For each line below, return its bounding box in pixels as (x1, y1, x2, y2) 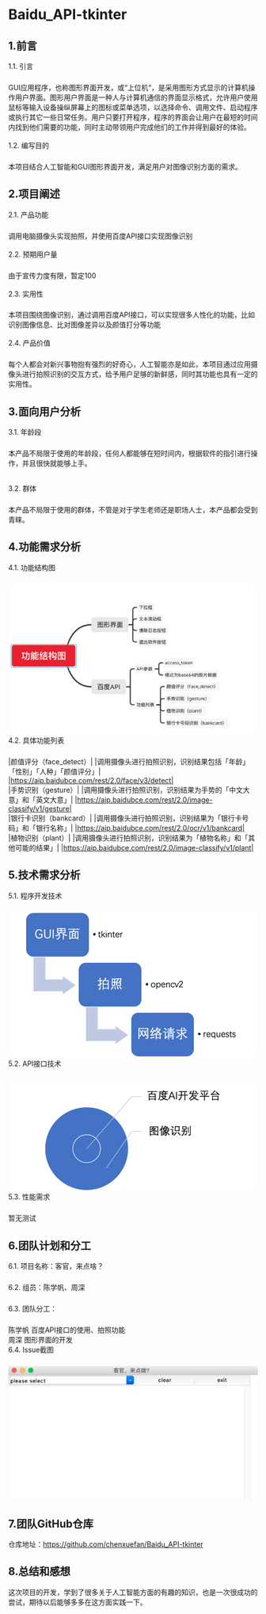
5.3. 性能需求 (8, 1192, 50, 1201)
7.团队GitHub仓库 (8, 1517, 93, 1530)
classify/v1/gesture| (8, 804, 73, 813)
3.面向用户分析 (8, 405, 82, 418)
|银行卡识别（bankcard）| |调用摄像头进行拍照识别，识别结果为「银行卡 (8, 813, 242, 823)
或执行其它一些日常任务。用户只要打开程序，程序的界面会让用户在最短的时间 (8, 112, 258, 122)
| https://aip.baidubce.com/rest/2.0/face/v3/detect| (8, 775, 174, 785)
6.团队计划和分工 (8, 1239, 92, 1252)
